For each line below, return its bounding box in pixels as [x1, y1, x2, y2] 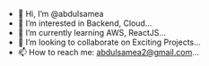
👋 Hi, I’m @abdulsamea [17, 9, 104, 19]
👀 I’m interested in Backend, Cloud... [17, 18, 152, 29]
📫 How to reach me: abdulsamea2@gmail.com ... [17, 47, 200, 57]
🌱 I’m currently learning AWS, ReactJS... [17, 28, 167, 37]
